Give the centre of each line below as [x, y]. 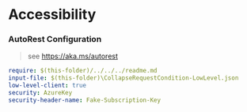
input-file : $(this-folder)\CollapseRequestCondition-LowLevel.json [123, 78]
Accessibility [52, 15]
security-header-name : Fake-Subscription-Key [84, 100]
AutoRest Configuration [55, 39]
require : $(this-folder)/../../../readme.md [83, 71]
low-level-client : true [47, 86]
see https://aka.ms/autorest [73, 56]
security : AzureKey [40, 93]
